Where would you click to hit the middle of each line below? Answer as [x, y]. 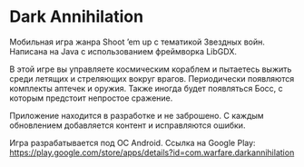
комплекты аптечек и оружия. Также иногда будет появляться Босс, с [146, 88]
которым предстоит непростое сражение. [91, 98]
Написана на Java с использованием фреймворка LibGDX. [123, 51]
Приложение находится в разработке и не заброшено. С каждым [137, 115]
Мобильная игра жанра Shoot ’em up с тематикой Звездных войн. [137, 42]
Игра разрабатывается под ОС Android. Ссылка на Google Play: [132, 142]
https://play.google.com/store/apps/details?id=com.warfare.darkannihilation [152, 152]
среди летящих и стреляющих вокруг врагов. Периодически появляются [152, 78]
